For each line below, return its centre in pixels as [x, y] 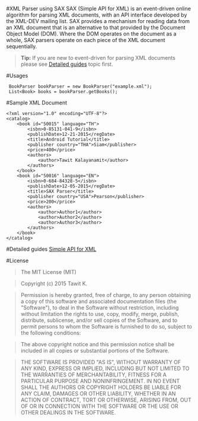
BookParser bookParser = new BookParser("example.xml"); [80, 87]
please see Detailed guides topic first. [67, 64]
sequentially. [22, 46]
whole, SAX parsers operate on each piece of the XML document [86, 40]
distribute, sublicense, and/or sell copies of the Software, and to [99, 320]
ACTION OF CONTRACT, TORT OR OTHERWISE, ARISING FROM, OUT [106, 400]
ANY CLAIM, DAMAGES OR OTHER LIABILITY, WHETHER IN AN [98, 393]
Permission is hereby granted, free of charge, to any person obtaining [106, 295]
